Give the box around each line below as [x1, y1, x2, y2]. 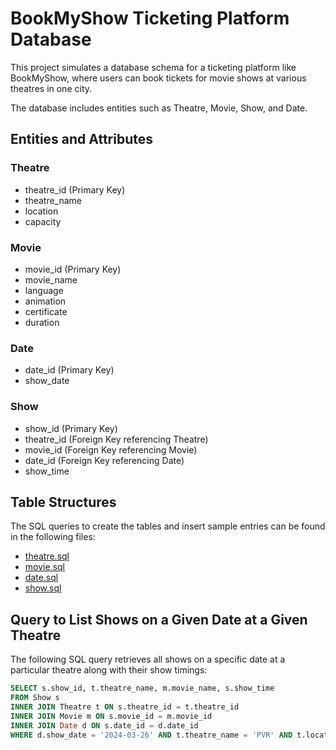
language [24, 284, 64, 296]
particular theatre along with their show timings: [10, 664, 208, 676]
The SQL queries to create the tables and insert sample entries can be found [10, 520, 326, 532]
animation [24, 295, 67, 307]
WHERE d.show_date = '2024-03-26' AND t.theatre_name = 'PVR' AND [10, 730, 293, 740]
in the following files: [10, 531, 96, 543]
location [24, 205, 59, 217]
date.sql [24, 572, 59, 584]
